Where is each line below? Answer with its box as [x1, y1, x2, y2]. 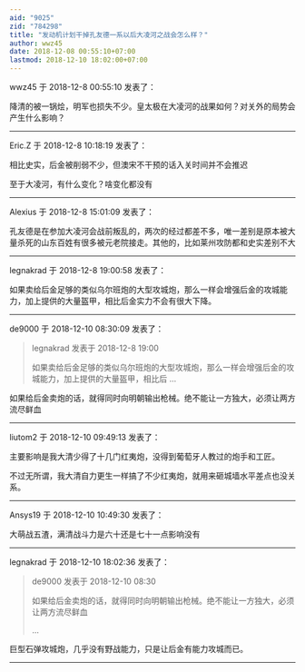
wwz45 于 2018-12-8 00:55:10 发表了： [9, 82, 157, 92]
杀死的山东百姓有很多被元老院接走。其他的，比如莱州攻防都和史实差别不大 [16, 237, 296, 248]
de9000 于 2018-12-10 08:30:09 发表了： [9, 323, 164, 334]
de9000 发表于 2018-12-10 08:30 [31, 576, 156, 587]
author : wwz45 [9, 38, 64, 48]
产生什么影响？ [9, 113, 65, 123]
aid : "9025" [9, 13, 54, 23]
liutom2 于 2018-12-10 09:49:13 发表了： [9, 432, 161, 442]
